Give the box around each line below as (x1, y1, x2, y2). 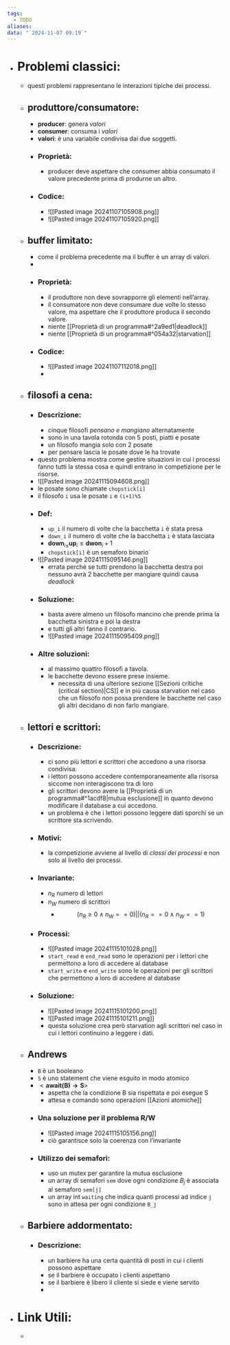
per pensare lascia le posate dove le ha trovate (47, 448, 181, 456)
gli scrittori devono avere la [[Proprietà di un (47, 787, 173, 795)
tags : (7, 10, 23, 17)
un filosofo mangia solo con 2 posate (47, 440, 153, 449)
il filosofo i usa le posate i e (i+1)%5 (37, 491, 141, 499)
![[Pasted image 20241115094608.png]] (37, 477, 150, 485)
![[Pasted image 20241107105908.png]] (47, 207, 159, 215)
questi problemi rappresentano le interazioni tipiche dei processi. (27, 82, 211, 90)
